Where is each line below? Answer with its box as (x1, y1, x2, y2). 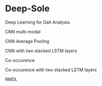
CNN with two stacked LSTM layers (5, 48, 77, 54)
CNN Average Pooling (5, 38, 49, 44)
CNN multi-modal (5, 29, 41, 34)
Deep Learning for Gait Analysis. (5, 19, 71, 25)
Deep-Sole (5, 3, 50, 14)
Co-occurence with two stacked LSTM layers (5, 67, 97, 73)
